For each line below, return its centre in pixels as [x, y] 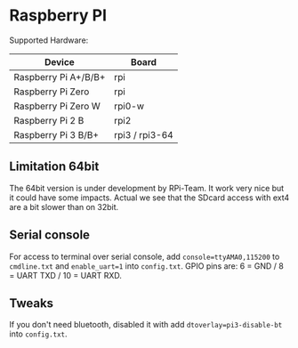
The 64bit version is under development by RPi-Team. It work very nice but [147, 188]
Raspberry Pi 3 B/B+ [56, 134]
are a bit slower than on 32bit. [64, 206]
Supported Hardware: [49, 40]
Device [60, 61]
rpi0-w [129, 106]
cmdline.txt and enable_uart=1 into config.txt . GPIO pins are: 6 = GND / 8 [147, 266]
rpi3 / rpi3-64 [144, 134]
